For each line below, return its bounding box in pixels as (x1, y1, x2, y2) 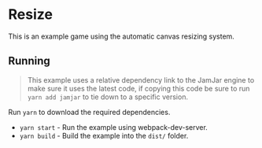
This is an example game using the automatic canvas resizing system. (8, 31, 234, 41)
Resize (8, 6, 54, 24)
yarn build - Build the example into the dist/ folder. (19, 131, 189, 140)
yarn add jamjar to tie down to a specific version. (27, 92, 189, 102)
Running (8, 54, 51, 68)
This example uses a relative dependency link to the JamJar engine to (27, 75, 255, 84)
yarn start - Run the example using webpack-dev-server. (19, 122, 208, 131)
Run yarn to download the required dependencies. (8, 107, 171, 117)
